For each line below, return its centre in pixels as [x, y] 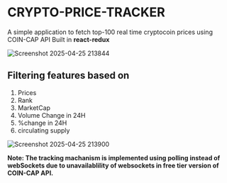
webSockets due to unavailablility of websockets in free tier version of [113, 165]
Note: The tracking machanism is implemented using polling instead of [114, 157]
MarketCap [34, 108]
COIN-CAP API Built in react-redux [59, 39]
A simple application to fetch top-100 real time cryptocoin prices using [110, 32]
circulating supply [44, 130]
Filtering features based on [68, 76]
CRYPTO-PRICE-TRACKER [86, 12]
